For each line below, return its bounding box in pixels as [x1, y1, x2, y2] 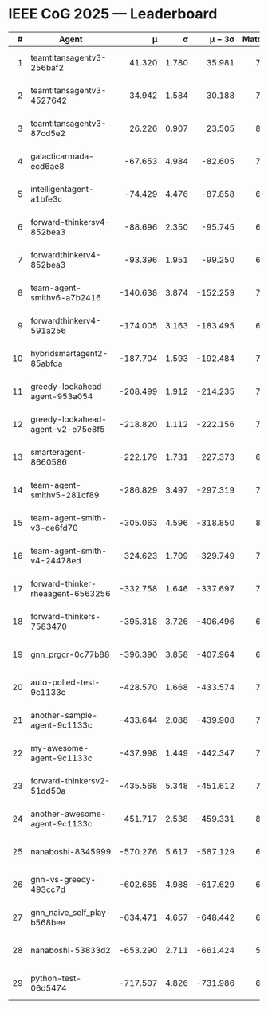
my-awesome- [30, 742, 89, 753]
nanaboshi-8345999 [30, 846, 112, 857]
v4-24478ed [30, 555, 81, 566]
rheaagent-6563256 [30, 587, 111, 599]
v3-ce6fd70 [30, 522, 78, 533]
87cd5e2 [30, 128, 66, 139]
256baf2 [30, 61, 65, 73]
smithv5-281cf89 [30, 489, 100, 501]
